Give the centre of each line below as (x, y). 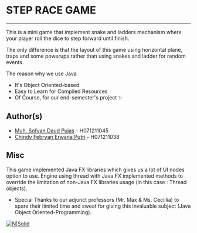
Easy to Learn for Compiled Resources (61, 91)
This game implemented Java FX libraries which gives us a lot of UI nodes (95, 169)
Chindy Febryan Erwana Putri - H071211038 (67, 137)
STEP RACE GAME (51, 10)
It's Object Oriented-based (47, 85)
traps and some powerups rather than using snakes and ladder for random (96, 56)
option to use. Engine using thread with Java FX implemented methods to (95, 176)
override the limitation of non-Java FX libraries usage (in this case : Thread (96, 182)
